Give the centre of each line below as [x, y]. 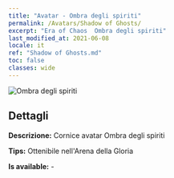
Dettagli [28, 116]
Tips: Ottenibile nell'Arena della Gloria [71, 151]
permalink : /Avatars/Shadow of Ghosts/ [75, 23]
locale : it [26, 46]
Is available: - [31, 166]
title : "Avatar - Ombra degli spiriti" [75, 16]
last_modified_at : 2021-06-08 [59, 38]
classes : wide [32, 68]
